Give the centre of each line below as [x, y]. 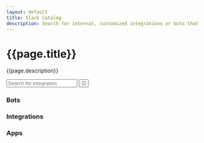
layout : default [27, 12]
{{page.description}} [32, 71]
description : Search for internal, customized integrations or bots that [103, 23]
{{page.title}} [41, 54]
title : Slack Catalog [34, 18]
